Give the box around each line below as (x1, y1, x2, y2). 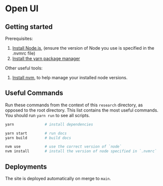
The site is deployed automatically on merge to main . (5, 176, 111, 181)
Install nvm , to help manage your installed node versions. (12, 75, 128, 80)
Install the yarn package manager (12, 56, 80, 62)
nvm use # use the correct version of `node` (5, 144, 122, 149)
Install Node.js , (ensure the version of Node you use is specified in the (12, 45, 155, 51)
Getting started (5, 23, 53, 31)
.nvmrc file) (12, 50, 36, 56)
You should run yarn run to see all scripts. (5, 112, 90, 118)
